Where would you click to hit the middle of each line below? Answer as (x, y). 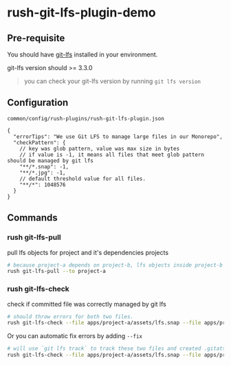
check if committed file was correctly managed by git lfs (87, 304)
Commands (33, 218)
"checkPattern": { (40, 142)
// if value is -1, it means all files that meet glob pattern (112, 155)
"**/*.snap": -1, (44, 166)
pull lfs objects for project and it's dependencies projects (88, 252)
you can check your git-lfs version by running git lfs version (112, 81)
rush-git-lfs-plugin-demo (81, 13)
